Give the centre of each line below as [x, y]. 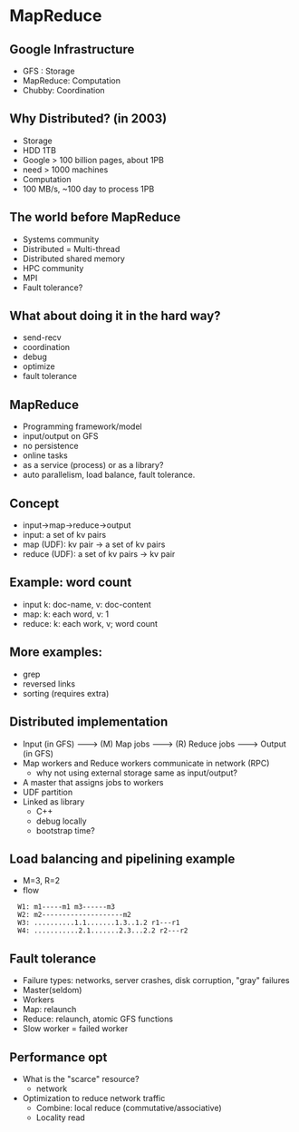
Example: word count [71, 583]
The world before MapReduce [95, 217]
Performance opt [58, 1057]
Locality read [61, 1117]
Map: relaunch [49, 1010]
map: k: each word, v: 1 [66, 614]
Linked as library [53, 801]
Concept [34, 503]
